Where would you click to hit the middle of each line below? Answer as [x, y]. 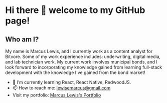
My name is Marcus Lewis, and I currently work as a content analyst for [79, 51]
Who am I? [22, 39]
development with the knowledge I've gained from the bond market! [75, 72]
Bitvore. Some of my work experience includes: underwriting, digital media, [83, 56]
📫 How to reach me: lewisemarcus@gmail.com [61, 88]
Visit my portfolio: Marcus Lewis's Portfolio [57, 95]
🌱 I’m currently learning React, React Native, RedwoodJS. [72, 82]
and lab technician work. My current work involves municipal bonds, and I [81, 62]
